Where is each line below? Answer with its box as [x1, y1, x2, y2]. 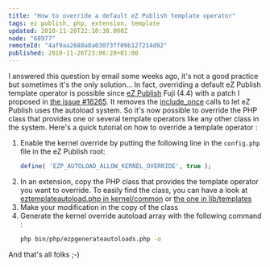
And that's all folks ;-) [8, 249, 81, 259]
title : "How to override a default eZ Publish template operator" [8, 11, 236, 20]
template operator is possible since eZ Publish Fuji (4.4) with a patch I [8, 88, 240, 97]
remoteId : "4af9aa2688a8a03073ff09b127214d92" [8, 42, 168, 50]
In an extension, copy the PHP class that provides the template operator [19, 176, 260, 186]
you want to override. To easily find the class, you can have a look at [19, 185, 248, 195]
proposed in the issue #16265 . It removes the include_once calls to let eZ [8, 97, 251, 106]
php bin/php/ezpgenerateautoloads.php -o [19, 235, 162, 243]
